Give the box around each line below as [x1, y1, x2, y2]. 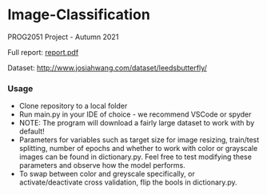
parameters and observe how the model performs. [18, 161, 185, 170]
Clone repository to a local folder [18, 101, 128, 111]
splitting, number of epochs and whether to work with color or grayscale [18, 144, 258, 153]
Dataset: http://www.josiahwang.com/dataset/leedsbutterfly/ [7, 62, 207, 73]
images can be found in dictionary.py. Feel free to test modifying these [18, 152, 253, 161]
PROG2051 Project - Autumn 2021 [7, 32, 119, 42]
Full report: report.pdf [7, 47, 79, 57]
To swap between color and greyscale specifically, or [18, 169, 195, 179]
